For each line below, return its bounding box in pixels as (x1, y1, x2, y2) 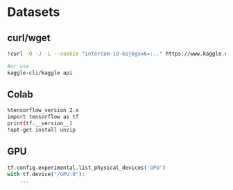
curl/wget (7, 32, 51, 44)
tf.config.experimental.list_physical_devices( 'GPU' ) (7, 164, 166, 171)
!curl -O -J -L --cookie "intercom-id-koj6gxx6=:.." (7, 50, 163, 57)
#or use (7, 63, 30, 70)
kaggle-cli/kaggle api (7, 69, 73, 77)
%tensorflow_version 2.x (7, 107, 79, 114)
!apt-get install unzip (7, 127, 76, 134)
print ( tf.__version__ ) (7, 120, 73, 127)
